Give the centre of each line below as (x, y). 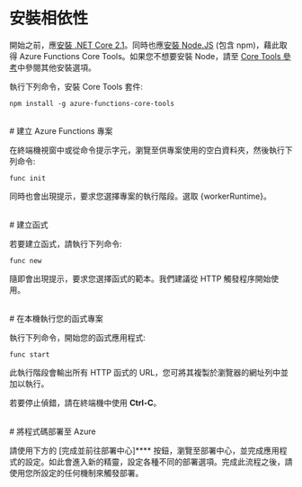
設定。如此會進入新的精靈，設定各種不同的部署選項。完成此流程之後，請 (159, 461)
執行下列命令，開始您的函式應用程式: (78, 337)
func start (30, 354)
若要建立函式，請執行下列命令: (66, 243)
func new (26, 261)
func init (28, 178)
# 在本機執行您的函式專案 (56, 318)
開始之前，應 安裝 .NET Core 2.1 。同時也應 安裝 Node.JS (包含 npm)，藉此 (145, 45)
